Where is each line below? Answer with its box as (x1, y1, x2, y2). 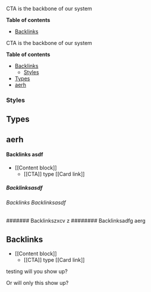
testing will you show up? (6, 268, 68, 275)
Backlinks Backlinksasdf (6, 198, 66, 206)
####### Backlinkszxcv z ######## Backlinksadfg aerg (6, 217, 146, 224)
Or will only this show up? (6, 280, 69, 287)
